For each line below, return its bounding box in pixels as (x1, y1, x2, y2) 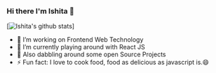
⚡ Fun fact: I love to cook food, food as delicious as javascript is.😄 (16, 58, 210, 67)
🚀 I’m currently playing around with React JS (16, 43, 145, 51)
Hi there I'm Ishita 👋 (6, 6, 74, 16)
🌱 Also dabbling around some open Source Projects (16, 50, 166, 58)
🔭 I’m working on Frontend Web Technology (16, 35, 144, 44)
